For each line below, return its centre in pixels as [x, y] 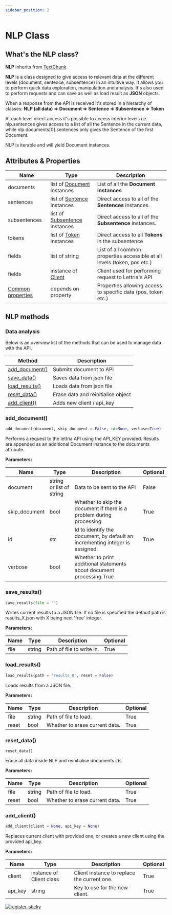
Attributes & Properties [43, 161]
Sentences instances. [123, 205]
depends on [65, 289]
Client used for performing [129, 271]
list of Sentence [69, 199]
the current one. [93, 880]
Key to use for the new [101, 888]
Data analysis [23, 331]
